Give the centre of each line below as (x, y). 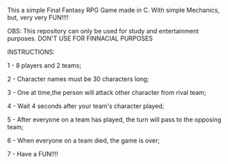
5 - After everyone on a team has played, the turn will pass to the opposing (114, 119)
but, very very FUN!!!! (38, 17)
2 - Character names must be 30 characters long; (78, 79)
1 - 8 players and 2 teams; (44, 65)
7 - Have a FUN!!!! (33, 154)
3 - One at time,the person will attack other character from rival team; (107, 92)
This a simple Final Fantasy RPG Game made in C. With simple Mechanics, (114, 10)
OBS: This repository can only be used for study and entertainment (103, 31)
